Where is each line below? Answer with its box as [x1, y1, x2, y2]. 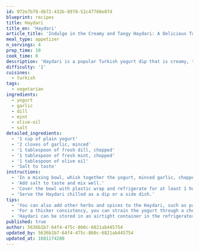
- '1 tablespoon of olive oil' [11, 158, 89, 164]
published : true [6, 219, 46, 225]
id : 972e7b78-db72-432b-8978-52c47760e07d [6, 8, 113, 15]
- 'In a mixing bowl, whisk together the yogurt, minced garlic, [11, 175, 176, 181]
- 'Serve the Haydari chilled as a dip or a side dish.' [11, 191, 155, 197]
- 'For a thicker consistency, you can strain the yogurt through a [11, 208, 184, 214]
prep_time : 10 [6, 48, 41, 54]
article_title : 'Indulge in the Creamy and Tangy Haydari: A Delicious [6, 31, 187, 37]
